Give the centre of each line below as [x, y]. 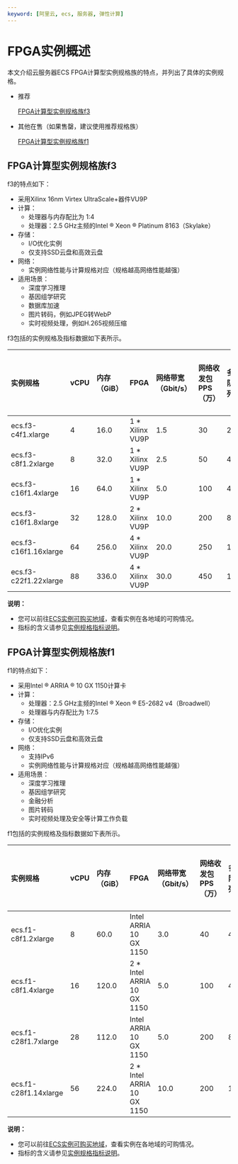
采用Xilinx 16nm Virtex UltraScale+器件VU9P [82, 199]
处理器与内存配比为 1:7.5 [63, 712]
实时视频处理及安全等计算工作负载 [78, 819]
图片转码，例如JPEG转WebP [70, 314]
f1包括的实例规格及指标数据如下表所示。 [66, 834]
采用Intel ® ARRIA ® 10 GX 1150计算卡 [72, 685]
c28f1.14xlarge [37, 1093]
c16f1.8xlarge [35, 522]
